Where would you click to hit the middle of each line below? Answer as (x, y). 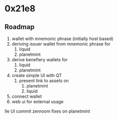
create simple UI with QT (37, 75)
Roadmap (20, 27)
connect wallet (27, 96)
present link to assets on (44, 80)
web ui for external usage (38, 101)
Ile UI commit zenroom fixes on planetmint (47, 111)
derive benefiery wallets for (40, 59)
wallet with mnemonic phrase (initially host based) (62, 39)
